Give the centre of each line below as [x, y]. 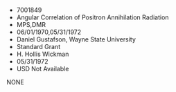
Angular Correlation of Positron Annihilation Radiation [93, 17]
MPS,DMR [31, 25]
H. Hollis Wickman [43, 54]
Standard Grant [38, 47]
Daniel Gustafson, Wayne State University [76, 39]
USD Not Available [43, 69]
